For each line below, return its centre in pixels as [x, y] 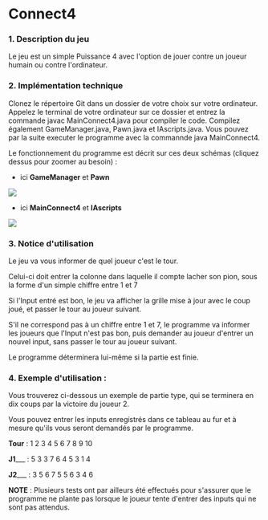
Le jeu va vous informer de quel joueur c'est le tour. [93, 261]
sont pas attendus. [39, 507]
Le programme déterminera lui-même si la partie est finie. [104, 357]
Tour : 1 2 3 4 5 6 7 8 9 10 [51, 444]
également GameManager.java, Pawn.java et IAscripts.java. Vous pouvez [128, 128]
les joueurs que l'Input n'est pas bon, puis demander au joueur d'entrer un [131, 333]
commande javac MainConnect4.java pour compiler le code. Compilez [124, 120]
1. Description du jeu [49, 39]
